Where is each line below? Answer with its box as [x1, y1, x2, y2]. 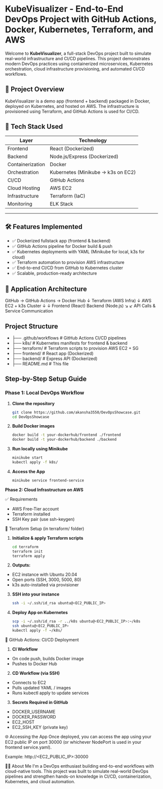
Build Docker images [12, 423, 55, 429]
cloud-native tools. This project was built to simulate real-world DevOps [5, 768, 149, 774]
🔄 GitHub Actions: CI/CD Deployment [5, 636, 79, 642]
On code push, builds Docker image [12, 655, 84, 661]
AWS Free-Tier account [12, 506, 59, 512]
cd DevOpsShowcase [12, 414, 49, 419]
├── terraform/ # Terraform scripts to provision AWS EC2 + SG [12, 345, 139, 351]
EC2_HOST [12, 719, 35, 725]
